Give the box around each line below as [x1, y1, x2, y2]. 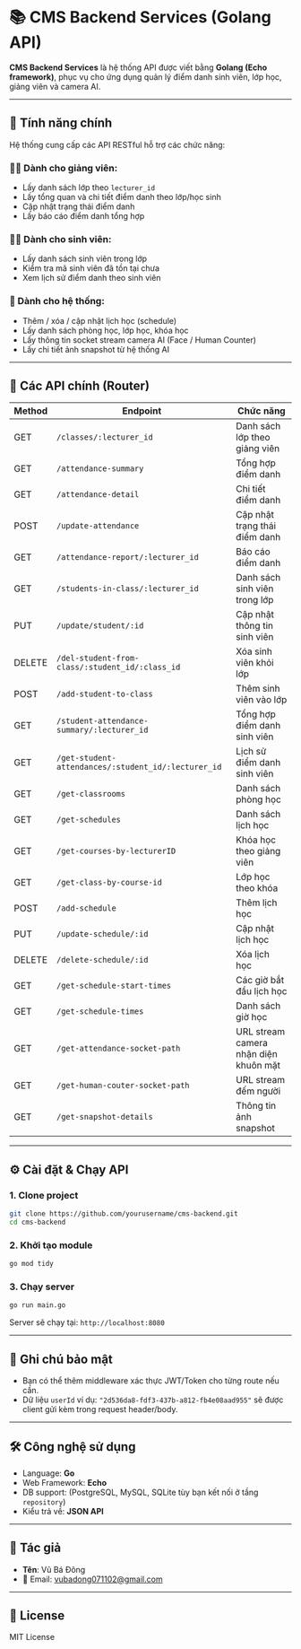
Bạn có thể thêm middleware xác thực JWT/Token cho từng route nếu [21, 1375, 279, 1386]
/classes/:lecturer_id [56, 432, 154, 442]
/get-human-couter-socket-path [56, 1080, 190, 1091]
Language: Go [21, 1468, 75, 1479]
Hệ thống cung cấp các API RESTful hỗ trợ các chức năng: [9, 139, 226, 150]
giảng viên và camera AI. [9, 81, 101, 92]
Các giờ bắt [236, 974, 285, 987]
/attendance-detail [56, 490, 140, 500]
